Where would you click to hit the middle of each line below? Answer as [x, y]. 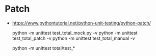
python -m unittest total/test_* [44, 48]
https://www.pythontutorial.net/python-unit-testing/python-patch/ [81, 23]
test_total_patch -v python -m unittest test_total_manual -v [74, 38]
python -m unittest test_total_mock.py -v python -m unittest [75, 33]
